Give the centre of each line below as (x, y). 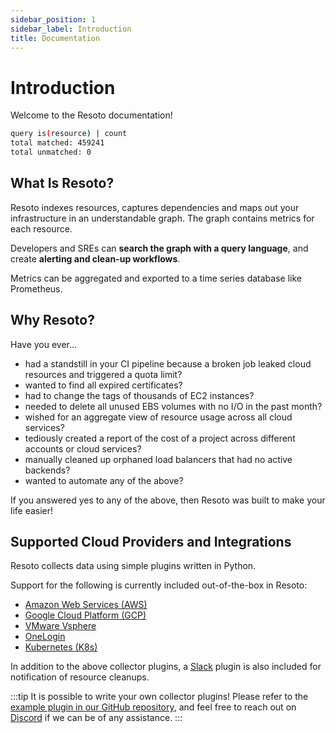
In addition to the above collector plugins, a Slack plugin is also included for (166, 667)
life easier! (32, 510)
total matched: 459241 (57, 143)
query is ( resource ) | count (69, 134)
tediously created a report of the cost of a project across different (160, 438)
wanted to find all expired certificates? (103, 385)
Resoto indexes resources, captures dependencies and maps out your (155, 207)
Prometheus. (36, 288)
